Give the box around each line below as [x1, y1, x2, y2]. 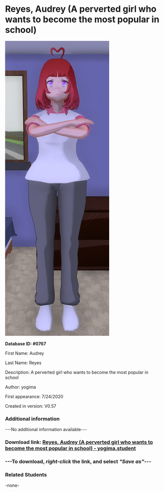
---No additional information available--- [5, 427, 87, 433]
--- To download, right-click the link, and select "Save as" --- [5, 458, 152, 465]
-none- [5, 483, 20, 489]
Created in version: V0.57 [5, 403, 56, 409]
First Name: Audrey [5, 350, 44, 356]
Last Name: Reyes [5, 360, 42, 366]
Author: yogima [5, 384, 36, 390]
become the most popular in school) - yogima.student [5, 445, 136, 452]
